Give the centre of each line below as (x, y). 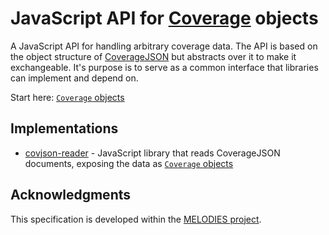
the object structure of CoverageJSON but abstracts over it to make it (153, 56)
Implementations (64, 128)
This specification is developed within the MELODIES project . (136, 219)
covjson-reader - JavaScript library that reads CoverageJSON (152, 153)
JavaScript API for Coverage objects (164, 18)
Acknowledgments (71, 195)
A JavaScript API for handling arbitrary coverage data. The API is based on (164, 46)
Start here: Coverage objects (67, 97)
